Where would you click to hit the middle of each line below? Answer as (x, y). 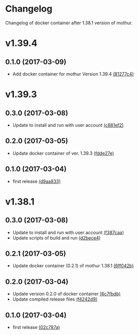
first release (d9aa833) (36, 181)
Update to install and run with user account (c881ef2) (68, 125)
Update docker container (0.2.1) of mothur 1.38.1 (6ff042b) (73, 266)
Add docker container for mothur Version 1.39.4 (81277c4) (73, 74)
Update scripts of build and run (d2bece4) (57, 237)
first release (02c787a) (36, 327)
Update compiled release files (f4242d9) (55, 299)
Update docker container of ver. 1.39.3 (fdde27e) (63, 153)
